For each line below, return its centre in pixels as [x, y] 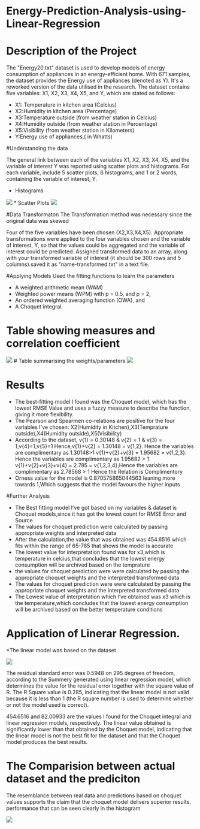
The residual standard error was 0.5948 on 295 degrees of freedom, [91, 673]
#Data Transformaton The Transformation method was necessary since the [99, 214]
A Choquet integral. [39, 307]
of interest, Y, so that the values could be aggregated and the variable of [96, 245]
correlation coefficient [63, 344]
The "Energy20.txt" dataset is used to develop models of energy [86, 68]
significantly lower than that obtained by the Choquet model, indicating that [99, 729]
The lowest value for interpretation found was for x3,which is [90, 552]
